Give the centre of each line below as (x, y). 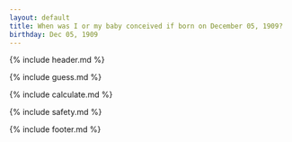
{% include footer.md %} (55, 129)
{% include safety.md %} (56, 112)
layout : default (40, 18)
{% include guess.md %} (55, 77)
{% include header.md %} (57, 60)
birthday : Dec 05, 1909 (54, 34)
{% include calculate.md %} (61, 94)
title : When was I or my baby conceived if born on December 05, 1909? (146, 26)
